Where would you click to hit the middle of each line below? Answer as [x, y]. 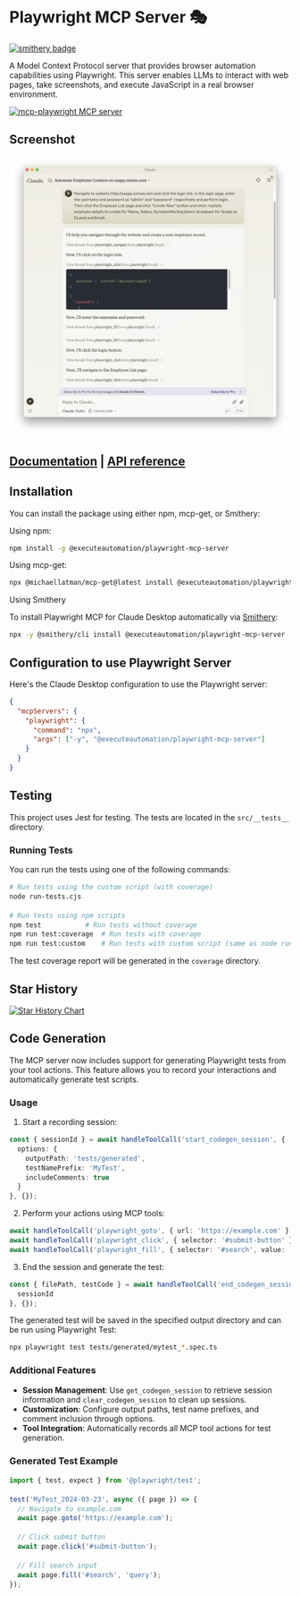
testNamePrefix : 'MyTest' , [75, 1168]
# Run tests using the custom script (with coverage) [112, 888]
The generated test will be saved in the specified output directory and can [146, 1320]
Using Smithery [38, 600]
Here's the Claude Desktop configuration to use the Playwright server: [138, 684]
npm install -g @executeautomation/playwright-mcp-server [119, 548]
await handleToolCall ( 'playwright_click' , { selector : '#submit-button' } [151, 1241]
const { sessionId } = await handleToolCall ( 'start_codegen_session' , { [147, 1140]
